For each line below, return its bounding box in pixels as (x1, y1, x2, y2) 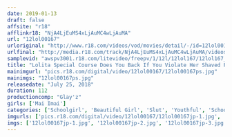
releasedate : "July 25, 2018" (7, 81, 95, 88)
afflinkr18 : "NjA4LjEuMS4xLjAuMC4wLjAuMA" (7, 29, 131, 37)
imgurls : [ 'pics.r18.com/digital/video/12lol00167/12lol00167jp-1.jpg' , (7, 113, 221, 120)
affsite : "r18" (7, 23, 51, 30)
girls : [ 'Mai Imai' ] (7, 100, 67, 107)
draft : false (7, 17, 45, 24)
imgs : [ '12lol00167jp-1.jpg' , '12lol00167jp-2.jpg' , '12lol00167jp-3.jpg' (7, 119, 227, 127)
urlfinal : (7, 49, 36, 56)
